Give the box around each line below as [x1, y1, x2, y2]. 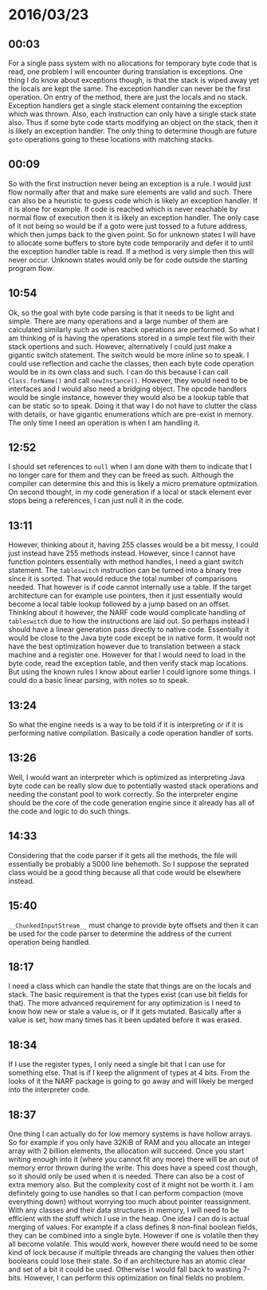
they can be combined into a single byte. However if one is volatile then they [8, 1230, 259, 1240]
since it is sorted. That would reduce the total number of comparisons [8, 574, 238, 583]
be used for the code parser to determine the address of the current [8, 928, 232, 938]
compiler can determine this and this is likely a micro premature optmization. [8, 479, 259, 488]
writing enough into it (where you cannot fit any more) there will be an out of [8, 1154, 259, 1164]
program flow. [8, 263, 54, 273]
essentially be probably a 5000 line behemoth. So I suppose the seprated [8, 859, 249, 868]
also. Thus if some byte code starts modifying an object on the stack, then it [8, 118, 258, 127]
